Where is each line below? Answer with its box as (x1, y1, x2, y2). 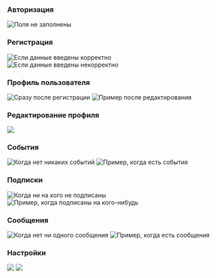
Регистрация (7, 38, 53, 47)
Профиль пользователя (7, 78, 91, 87)
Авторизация (7, 5, 54, 14)
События (7, 143, 39, 152)
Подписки (7, 175, 43, 185)
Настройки (7, 248, 47, 257)
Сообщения (7, 215, 49, 224)
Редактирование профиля (7, 110, 99, 119)
